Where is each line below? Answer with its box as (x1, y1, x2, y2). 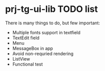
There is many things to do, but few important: (5, 20, 101, 26)
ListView (12, 56, 30, 62)
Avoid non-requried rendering (12, 51, 74, 57)
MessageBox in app (12, 45, 53, 51)
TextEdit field (12, 35, 40, 41)
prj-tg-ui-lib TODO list (5, 3, 98, 15)
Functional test (12, 61, 43, 67)
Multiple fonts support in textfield (12, 29, 81, 35)
